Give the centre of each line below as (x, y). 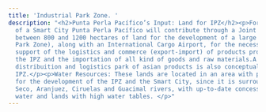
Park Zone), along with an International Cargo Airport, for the (125, 45)
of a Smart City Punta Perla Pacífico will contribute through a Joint (136, 30)
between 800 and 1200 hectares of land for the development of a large (136, 37)
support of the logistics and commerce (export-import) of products (131, 52)
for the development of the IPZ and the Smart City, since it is (125, 81)
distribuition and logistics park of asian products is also (118, 67)
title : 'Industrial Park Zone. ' (63, 15)
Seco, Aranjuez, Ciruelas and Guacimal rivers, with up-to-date (123, 89)
